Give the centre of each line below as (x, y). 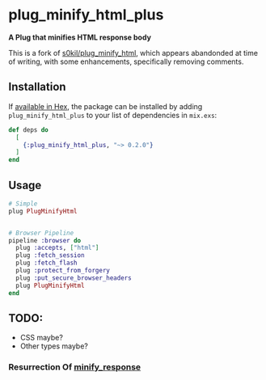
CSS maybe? (41, 338)
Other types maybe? (54, 346)
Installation (37, 87)
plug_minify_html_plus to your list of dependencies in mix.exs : (113, 115)
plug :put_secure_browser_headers (74, 278)
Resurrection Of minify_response (75, 367)
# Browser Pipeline (41, 233)
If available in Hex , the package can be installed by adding (106, 106)
